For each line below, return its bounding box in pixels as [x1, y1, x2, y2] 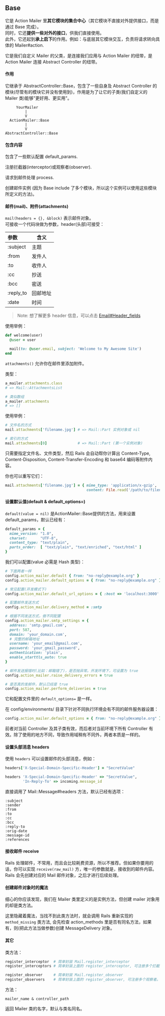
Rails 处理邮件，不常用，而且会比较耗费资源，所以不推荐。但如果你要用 [5, 860, 149, 866]
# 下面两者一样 [5, 569, 32, 574]
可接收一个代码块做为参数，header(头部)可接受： [5, 221, 105, 227]
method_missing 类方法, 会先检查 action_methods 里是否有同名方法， [5, 919, 143, 925]
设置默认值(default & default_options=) [5, 499, 86, 505]
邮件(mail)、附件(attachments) [5, 203, 69, 209]
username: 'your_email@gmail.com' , [9, 641, 82, 646]
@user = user [9, 338, 36, 342]
